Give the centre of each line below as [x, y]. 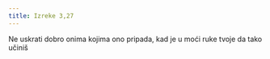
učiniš [18, 47]
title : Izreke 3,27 [41, 16]
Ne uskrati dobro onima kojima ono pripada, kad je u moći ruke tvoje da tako [135, 39]
